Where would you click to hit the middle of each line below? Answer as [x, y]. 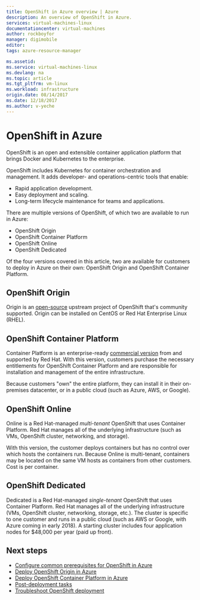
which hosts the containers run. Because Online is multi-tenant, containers [98, 454]
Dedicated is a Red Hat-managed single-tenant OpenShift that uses [89, 500]
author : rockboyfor [30, 34]
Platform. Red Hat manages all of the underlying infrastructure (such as [94, 430]
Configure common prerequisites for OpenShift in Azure [84, 565]
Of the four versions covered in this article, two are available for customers [98, 261]
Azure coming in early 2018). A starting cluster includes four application [95, 525]
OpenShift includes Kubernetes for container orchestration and [84, 170]
